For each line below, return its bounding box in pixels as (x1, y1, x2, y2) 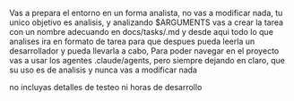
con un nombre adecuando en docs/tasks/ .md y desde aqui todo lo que (9, 27, 273, 37)
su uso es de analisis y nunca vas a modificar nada (9, 64, 197, 75)
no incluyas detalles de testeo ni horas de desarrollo (9, 82, 203, 92)
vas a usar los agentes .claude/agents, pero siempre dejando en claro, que (9, 55, 285, 65)
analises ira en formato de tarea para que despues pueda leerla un (9, 36, 255, 46)
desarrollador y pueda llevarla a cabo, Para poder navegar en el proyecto (9, 46, 280, 56)
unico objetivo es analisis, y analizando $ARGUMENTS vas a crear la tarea (9, 17, 284, 28)
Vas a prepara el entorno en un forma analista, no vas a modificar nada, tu (9, 8, 283, 18)
